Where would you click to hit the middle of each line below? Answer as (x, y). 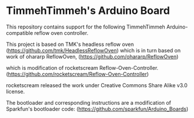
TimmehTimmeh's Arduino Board (88, 11)
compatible (20, 33)
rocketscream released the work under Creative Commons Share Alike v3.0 (97, 85)
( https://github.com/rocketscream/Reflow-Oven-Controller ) (77, 74)
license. (15, 91)
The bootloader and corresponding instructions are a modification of (89, 102)
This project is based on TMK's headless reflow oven (70, 44)
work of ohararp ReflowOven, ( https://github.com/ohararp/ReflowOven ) (92, 56)
